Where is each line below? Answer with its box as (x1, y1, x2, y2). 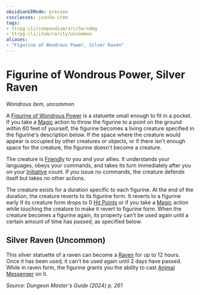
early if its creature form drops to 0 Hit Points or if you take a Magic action (6, 199, 189, 206)
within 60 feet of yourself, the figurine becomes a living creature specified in (6, 124, 195, 132)
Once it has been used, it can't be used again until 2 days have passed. (6, 257, 182, 264)
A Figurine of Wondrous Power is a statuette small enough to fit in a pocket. (6, 112, 192, 119)
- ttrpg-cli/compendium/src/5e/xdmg (6, 25, 97, 32)
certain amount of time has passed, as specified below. (6, 218, 142, 225)
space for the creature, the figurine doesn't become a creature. (6, 144, 162, 151)
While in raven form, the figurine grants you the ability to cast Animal (6, 264, 175, 271)
